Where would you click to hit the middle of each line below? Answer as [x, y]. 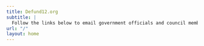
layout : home [23, 34]
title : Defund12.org [32, 12]
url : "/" [17, 28]
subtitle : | [21, 17]
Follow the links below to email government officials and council [99, 23]
